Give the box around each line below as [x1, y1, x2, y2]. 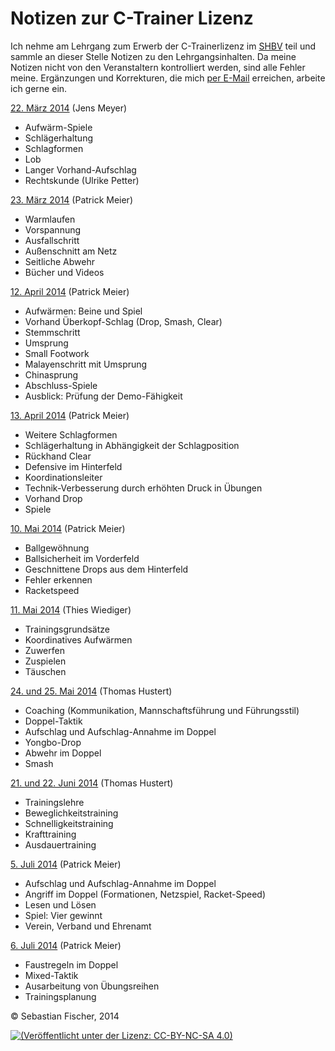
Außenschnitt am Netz [24, 245, 118, 257]
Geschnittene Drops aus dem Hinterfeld [24, 563, 189, 575]
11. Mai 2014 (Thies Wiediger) [10, 603, 132, 616]
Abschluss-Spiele [24, 379, 98, 391]
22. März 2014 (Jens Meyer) [10, 102, 128, 114]
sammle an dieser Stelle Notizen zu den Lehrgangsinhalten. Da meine [10, 50, 297, 62]
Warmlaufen [24, 213, 76, 225]
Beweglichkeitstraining [24, 807, 119, 819]
